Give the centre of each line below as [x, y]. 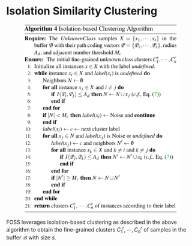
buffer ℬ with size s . [31, 238]
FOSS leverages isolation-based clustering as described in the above [91, 222]
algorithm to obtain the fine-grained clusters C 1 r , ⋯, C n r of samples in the [96, 229]
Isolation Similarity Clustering [82, 11]
